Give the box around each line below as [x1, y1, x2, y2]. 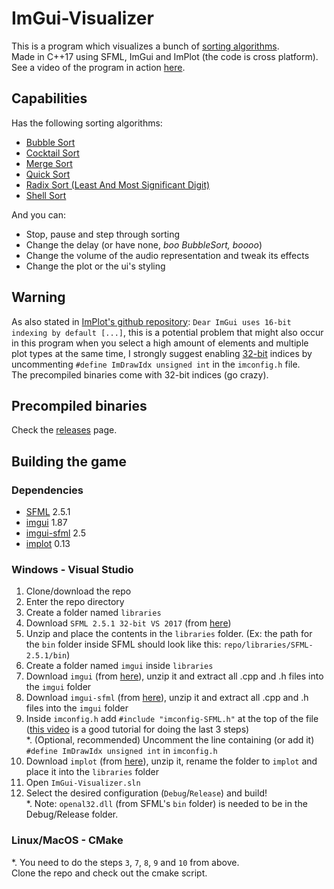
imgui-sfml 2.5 [25, 527, 86, 539]
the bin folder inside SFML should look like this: [25, 638, 222, 651]
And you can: [11, 208, 66, 221]
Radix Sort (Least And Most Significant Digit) [25, 178, 211, 191]
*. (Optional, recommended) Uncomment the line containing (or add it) [25, 734, 315, 746]
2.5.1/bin [25, 651, 68, 661]
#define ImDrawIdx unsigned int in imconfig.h [25, 745, 218, 757]
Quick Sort [25, 168, 71, 180]
